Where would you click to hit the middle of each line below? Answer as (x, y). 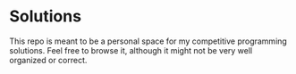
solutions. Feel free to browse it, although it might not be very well (131, 50)
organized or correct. (48, 60)
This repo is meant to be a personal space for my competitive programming (148, 41)
